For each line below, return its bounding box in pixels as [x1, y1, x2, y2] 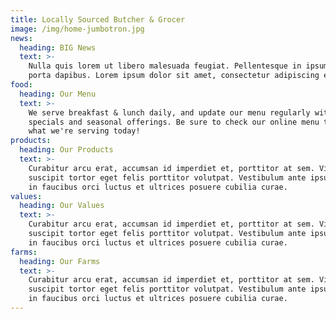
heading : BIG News [19, 42, 97, 53]
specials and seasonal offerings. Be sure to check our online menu [28, 117, 320, 127]
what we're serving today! [28, 126, 141, 136]
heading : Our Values [19, 201, 105, 211]
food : [10, 80, 33, 90]
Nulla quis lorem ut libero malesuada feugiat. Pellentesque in [28, 61, 302, 71]
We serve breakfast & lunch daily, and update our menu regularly [28, 107, 311, 118]
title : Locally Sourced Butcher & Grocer [10, 14, 186, 25]
